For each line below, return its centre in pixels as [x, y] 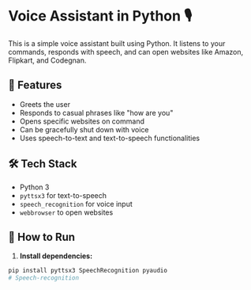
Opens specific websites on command [82, 121]
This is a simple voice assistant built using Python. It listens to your [117, 43]
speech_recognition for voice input [76, 204]
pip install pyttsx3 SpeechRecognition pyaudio [88, 271]
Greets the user [45, 104]
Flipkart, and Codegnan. [47, 60]
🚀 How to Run [42, 237]
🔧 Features [35, 85]
